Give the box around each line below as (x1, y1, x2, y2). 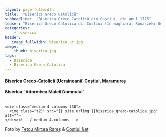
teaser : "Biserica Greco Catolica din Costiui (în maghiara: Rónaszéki (5, 21, 156, 26)
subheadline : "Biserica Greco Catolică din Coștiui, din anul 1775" (5, 16, 152, 21)
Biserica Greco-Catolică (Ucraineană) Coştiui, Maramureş (5, 78, 126, 84)
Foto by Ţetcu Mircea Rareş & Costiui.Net (5, 126, 89, 132)
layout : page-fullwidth (5, 7, 54, 12)
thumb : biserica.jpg (14, 48, 56, 53)
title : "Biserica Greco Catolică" (5, 12, 79, 17)
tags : (5, 53, 16, 58)
